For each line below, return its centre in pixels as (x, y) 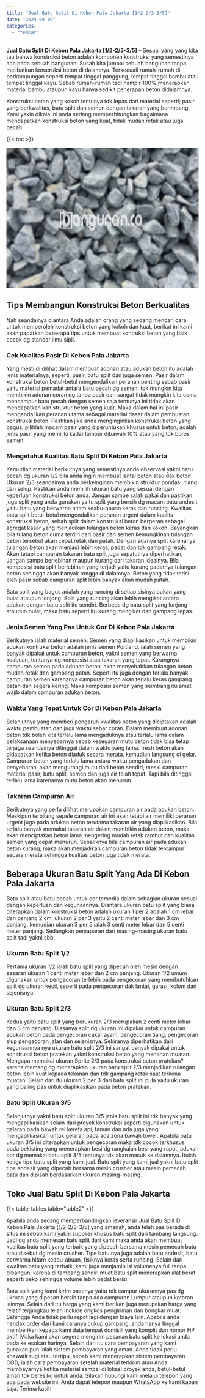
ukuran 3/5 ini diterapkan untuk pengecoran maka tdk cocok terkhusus (95, 1142)
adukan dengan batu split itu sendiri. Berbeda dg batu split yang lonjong (97, 605)
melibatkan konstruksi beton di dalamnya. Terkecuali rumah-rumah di (93, 70)
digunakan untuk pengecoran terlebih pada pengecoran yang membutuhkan (102, 980)
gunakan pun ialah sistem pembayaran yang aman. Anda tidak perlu (92, 1349)
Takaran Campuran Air (41, 796)
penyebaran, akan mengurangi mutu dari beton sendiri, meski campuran (97, 767)
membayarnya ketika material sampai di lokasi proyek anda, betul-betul (96, 1369)
